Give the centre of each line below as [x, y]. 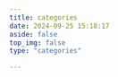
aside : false [34, 34]
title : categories [43, 17]
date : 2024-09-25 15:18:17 [59, 26]
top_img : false [38, 43]
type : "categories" [46, 51]
